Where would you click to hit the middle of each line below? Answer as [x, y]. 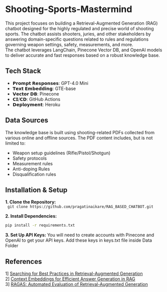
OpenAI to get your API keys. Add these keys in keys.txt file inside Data [78, 240]
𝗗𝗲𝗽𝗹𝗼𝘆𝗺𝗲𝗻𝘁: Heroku [36, 105]
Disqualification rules [34, 174]
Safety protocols [30, 158]
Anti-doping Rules [31, 169]
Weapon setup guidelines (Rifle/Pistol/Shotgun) [61, 153]
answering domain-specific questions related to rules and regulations [77, 39]
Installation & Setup [36, 190]
